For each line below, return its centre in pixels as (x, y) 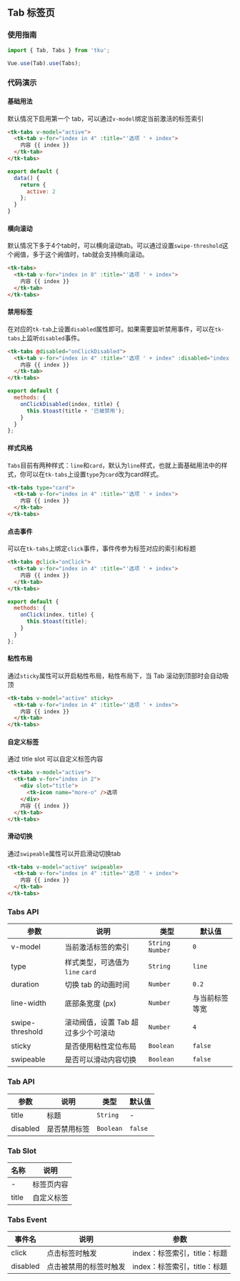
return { (33, 184)
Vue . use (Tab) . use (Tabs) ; (44, 63)
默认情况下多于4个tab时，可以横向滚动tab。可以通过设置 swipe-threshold (115, 246)
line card (80, 972)
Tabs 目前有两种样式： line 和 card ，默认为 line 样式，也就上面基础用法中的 (114, 465)
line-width (29, 1003)
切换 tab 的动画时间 (97, 985)
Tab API (21, 1082)
